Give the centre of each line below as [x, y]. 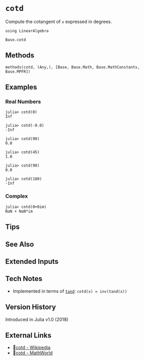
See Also [20, 244]
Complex [17, 196]
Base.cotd [16, 40]
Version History [31, 307]
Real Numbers [23, 102]
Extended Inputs [32, 261]
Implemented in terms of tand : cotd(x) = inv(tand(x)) [70, 291]
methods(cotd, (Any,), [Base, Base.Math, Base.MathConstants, [73, 67]
